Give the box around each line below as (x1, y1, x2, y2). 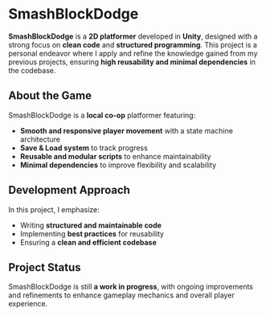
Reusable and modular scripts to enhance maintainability (19, 151, 211, 161)
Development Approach (8, 183, 131, 197)
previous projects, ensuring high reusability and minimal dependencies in (8, 57, 256, 67)
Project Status (8, 261, 82, 274)
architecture (19, 134, 61, 144)
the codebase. (8, 65, 56, 75)
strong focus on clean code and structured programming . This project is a (8, 39, 257, 49)
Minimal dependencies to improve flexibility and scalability (19, 160, 217, 170)
